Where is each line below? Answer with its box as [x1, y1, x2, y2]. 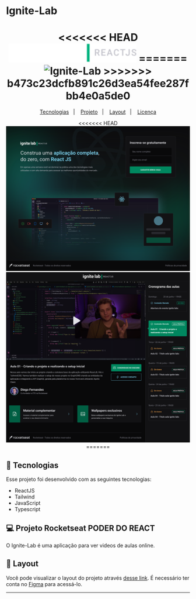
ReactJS [14, 487, 35, 494]
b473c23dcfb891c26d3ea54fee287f [6, 77, 190, 90]
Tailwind [14, 493, 35, 500]
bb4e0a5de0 [65, 89, 131, 102]
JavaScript [14, 499, 41, 507]
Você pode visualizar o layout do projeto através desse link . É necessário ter [6, 574, 190, 581]
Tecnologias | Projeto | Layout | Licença [40, 108, 156, 115]
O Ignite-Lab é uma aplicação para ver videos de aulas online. [6, 542, 155, 549]
